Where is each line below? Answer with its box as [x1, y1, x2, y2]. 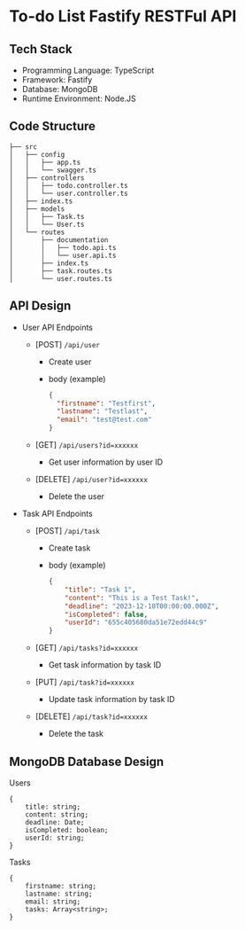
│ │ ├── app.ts [9, 158, 81, 167]
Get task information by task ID [48, 660, 162, 670]
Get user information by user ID [48, 457, 164, 467]
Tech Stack [9, 42, 73, 57]
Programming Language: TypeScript [21, 65, 155, 75]
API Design [9, 299, 72, 314]
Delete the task [48, 729, 104, 739]
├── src [9, 142, 38, 152]
